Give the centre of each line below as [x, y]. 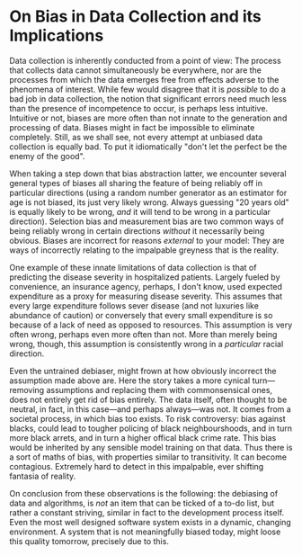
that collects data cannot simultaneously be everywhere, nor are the [136, 70]
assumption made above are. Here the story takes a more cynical [130, 380]
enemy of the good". [47, 156]
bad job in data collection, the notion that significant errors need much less [148, 98]
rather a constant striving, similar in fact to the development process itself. [147, 512]
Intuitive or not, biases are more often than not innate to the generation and [148, 118]
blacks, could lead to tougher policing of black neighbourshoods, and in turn [151, 428]
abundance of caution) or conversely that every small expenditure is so [141, 315]
